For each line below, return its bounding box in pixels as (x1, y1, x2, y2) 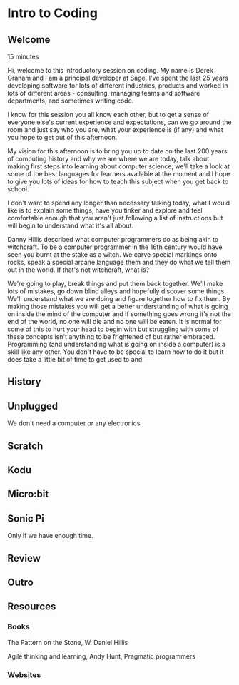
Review (7, 552, 41, 564)
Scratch (7, 440, 44, 452)
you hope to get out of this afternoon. (7, 133, 118, 141)
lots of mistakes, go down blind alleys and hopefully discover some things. (7, 287, 226, 295)
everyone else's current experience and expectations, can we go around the (7, 118, 232, 126)
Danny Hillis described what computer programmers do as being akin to (7, 235, 219, 243)
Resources (7, 601, 56, 613)
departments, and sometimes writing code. (7, 96, 134, 105)
